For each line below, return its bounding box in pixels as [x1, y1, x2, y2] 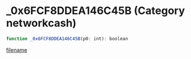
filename [6, 46, 28, 53]
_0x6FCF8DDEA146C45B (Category [6, 4, 185, 18]
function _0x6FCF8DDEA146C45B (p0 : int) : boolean [6, 36, 128, 41]
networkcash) [6, 16, 77, 30]
